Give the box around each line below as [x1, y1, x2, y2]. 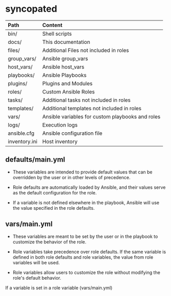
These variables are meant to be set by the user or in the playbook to [12, 233, 158, 239]
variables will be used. [12, 259, 60, 265]
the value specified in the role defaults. [12, 205, 95, 211]
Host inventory [42, 138, 78, 145]
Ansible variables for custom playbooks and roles [42, 113, 161, 120]
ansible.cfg [8, 130, 35, 137]
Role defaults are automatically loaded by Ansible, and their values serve [12, 184, 166, 190]
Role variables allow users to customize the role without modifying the [12, 269, 161, 276]
